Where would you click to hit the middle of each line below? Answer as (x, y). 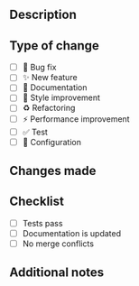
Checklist (37, 202)
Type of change (54, 46)
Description (43, 15)
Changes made (53, 171)
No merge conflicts (58, 244)
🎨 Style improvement (61, 97)
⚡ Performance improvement (76, 119)
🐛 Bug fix (39, 68)
